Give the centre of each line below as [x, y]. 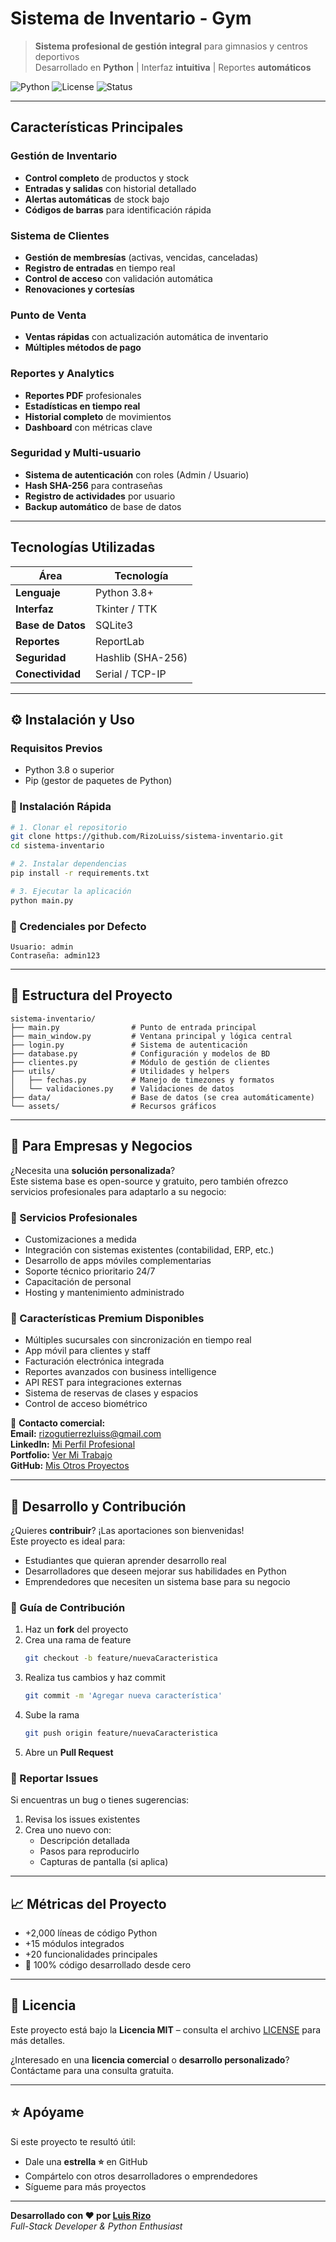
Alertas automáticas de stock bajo [97, 199]
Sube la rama [52, 1715]
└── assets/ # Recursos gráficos [113, 1106]
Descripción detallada [84, 1841]
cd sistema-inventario [57, 846]
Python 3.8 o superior [69, 770]
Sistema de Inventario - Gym [131, 18]
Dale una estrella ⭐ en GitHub [86, 2161]
